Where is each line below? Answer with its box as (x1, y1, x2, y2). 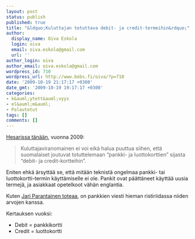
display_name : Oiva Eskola (11, 36, 77, 42)
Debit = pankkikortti (14, 221, 63, 228)
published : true (6, 19, 46, 25)
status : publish (6, 14, 46, 20)
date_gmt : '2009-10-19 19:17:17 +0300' (6, 85, 104, 91)
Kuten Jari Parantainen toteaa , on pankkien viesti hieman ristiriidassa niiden (6, 193, 189, 200)
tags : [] (6, 112, 28, 118)
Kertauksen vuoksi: (6, 210, 53, 217)
